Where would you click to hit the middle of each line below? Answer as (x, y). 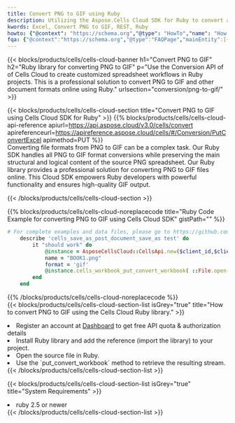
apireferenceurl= (31, 133)
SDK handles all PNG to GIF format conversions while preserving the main (114, 155)
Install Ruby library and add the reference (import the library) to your (115, 340)
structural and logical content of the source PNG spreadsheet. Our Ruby (111, 162)
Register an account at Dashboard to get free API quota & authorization (119, 325)
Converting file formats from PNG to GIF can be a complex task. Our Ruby (114, 148)
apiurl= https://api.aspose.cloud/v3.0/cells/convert (121, 125)
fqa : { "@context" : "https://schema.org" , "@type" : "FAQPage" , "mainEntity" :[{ (119, 40)
